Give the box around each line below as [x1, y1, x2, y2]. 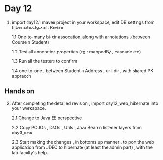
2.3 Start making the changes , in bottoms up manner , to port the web [11, 139, 154, 145]
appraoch [11, 73, 31, 79]
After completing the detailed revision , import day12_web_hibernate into [11, 100, 158, 106]
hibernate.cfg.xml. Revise [11, 24, 63, 30]
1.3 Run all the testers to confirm [11, 58, 77, 64]
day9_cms [11, 130, 32, 135]
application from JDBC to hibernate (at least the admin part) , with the [11, 144, 153, 150]
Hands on [4, 87, 35, 96]
